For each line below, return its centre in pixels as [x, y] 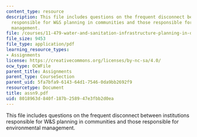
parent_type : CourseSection [40, 77]
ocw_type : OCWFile [28, 66]
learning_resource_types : [38, 50]
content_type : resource [35, 11]
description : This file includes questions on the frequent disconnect [95, 17]
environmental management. [41, 128]
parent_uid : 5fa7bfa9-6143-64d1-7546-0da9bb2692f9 [69, 83]
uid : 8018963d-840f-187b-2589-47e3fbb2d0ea [60, 98]
